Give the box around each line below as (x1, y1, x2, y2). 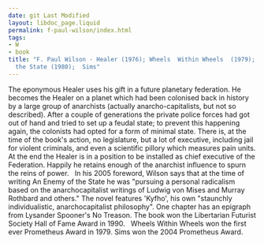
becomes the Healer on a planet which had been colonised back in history (8, 92, 250, 103)
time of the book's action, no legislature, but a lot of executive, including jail (8, 135, 254, 144)
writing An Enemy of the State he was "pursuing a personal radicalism (8, 177, 236, 186)
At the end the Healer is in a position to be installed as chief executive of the (8, 151, 255, 161)
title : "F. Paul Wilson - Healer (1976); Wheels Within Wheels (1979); (8, 56, 256, 64)
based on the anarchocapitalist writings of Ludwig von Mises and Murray (8, 185, 246, 194)
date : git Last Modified (8, 11, 90, 20)
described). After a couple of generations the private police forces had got (8, 110, 251, 119)
